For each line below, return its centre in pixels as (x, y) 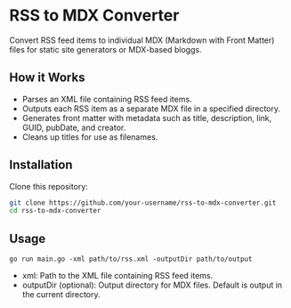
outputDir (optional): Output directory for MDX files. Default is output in (152, 285)
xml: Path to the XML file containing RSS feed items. (117, 276)
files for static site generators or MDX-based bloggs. (105, 49)
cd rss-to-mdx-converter (55, 211)
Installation (41, 165)
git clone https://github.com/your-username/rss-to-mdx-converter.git (143, 203)
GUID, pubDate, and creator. (74, 127)
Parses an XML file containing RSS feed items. (107, 99)
